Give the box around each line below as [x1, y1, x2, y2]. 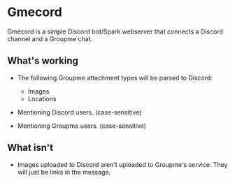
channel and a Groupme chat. [7, 34, 93, 43]
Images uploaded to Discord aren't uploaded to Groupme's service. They [17, 160, 228, 168]
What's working [7, 55, 78, 67]
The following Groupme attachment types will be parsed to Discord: [17, 73, 213, 82]
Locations [27, 94, 57, 103]
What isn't [7, 142, 54, 154]
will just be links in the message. [17, 168, 111, 176]
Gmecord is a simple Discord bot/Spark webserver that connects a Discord [7, 27, 224, 36]
